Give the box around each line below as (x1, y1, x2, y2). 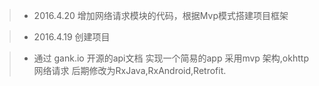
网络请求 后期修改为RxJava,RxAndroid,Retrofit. (33, 65, 227, 76)
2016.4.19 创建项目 (33, 31, 111, 43)
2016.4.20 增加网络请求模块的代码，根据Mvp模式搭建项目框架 (33, 10, 289, 21)
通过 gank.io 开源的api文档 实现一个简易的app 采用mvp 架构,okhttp (33, 52, 309, 64)
